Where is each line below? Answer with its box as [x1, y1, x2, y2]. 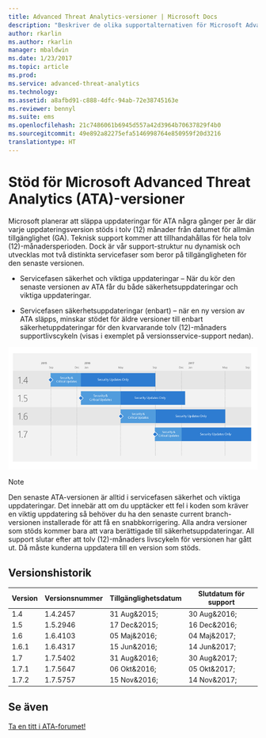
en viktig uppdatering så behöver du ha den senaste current [8, 509, 204, 519]
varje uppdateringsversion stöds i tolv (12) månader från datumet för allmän [8, 224, 255, 234]
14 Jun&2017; [188, 642, 236, 652]
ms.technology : [8, 88, 59, 96]
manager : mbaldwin [8, 46, 69, 55]
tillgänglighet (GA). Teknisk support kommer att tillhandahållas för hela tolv [8, 233, 252, 242]
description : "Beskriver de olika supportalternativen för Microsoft [8, 21, 243, 29]
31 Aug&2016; [109, 653, 158, 663]
